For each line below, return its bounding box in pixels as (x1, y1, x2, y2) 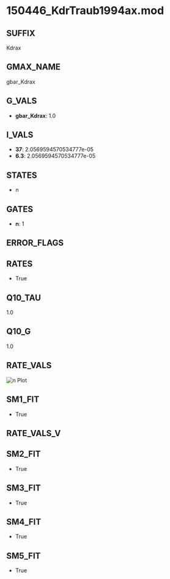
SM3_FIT (6, 483, 41, 493)
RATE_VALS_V (6, 428, 61, 439)
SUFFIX (6, 28, 35, 38)
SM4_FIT (6, 517, 42, 527)
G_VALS (6, 96, 37, 106)
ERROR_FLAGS (6, 238, 64, 248)
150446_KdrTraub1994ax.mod (6, 4, 164, 18)
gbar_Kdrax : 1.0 (15, 112, 56, 119)
